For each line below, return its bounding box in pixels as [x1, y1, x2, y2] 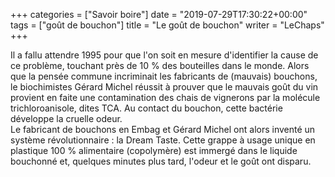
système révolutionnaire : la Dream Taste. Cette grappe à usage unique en [10, 134, 316, 146]
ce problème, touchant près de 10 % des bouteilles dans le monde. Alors [10, 60, 310, 71]
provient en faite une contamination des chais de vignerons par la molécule [10, 92, 321, 103]
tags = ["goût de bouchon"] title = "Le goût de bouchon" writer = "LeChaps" [10, 19, 325, 31]
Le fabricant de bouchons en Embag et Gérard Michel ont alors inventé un [10, 124, 316, 135]
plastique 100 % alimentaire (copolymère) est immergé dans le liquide [10, 145, 298, 156]
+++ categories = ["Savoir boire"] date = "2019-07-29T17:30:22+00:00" [10, 9, 308, 20]
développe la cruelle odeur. [10, 113, 123, 124]
